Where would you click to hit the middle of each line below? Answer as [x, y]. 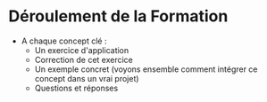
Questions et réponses [76, 88]
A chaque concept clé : [64, 41]
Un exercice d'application [82, 50]
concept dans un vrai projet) [87, 78]
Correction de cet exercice [83, 59]
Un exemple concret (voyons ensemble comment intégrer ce [146, 69]
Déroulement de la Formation [118, 16]
